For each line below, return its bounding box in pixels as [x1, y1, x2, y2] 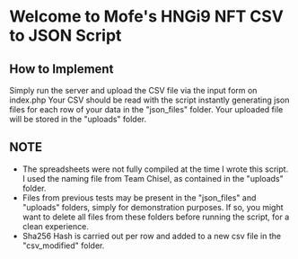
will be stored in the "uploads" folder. [9, 114, 147, 124]
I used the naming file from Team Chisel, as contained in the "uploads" [22, 173, 285, 183]
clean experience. [22, 220, 90, 231]
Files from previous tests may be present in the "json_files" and [22, 192, 257, 203]
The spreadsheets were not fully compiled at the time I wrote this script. [22, 164, 289, 174]
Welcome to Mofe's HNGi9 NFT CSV [9, 6, 285, 27]
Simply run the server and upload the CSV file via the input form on [9, 85, 258, 95]
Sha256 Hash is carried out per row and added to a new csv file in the [22, 230, 281, 241]
